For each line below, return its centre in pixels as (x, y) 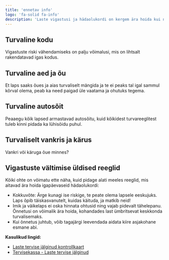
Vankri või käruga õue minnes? (37, 152)
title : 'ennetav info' (29, 10)
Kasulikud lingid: (23, 237)
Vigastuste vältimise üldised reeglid (63, 168)
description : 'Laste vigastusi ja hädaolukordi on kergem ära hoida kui (83, 19)
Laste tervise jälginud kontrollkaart (48, 247)
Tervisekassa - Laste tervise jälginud (51, 252)
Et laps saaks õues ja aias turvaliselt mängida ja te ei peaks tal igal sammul (82, 85)
